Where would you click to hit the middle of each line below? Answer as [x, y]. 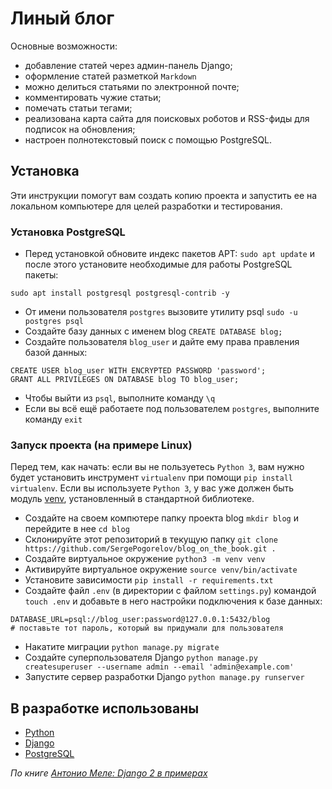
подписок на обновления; [80, 129]
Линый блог [62, 18]
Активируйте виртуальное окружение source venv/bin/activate [161, 569]
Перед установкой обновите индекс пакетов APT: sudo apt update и [169, 254]
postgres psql [54, 322]
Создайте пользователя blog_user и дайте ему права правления [162, 342]
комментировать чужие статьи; [93, 97]
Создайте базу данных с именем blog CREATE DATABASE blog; [153, 331]
